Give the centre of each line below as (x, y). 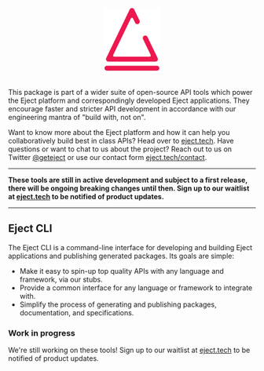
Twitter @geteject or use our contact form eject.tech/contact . (108, 157)
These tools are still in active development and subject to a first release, (128, 180)
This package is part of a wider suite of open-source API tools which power (130, 92)
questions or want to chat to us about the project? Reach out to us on (120, 149)
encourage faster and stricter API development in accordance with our (122, 109)
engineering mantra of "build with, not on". (77, 117)
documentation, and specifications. (77, 312)
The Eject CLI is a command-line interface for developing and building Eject (130, 247)
